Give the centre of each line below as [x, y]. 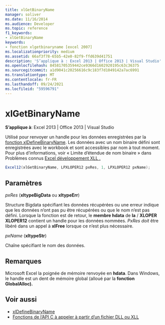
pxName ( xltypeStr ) [26, 236]
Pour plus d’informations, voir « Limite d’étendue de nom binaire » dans [78, 153]
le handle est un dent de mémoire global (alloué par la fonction [70, 278]
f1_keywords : [19, 33]
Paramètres [24, 183]
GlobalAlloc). [19, 283]
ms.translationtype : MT [30, 75]
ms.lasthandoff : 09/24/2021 [34, 84]
